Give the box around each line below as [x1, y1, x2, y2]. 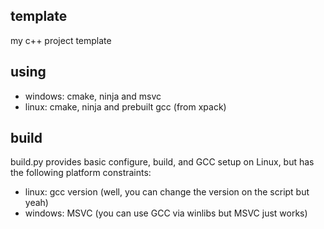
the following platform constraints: [10, 167, 152, 179]
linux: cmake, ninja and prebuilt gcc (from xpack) [24, 100, 227, 113]
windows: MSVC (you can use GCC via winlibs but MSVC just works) [24, 207, 308, 219]
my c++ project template [10, 34, 112, 46]
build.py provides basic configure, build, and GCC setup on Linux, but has [10, 156, 315, 168]
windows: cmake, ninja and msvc [24, 90, 162, 102]
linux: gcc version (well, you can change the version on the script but [24, 186, 310, 198]
